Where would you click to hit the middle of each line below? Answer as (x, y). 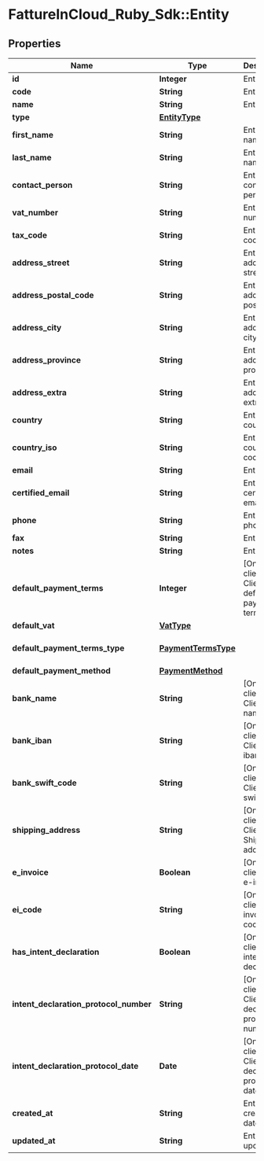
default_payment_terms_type (68, 648)
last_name (32, 157)
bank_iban (32, 741)
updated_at (34, 1141)
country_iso (35, 448)
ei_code (27, 910)
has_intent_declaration (56, 952)
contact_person (42, 185)
